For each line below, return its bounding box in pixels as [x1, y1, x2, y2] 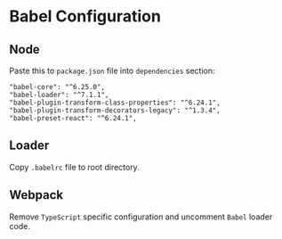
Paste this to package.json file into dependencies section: [9, 65, 215, 76]
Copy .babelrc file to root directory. [9, 161, 140, 172]
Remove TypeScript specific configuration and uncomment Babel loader [9, 211, 273, 222]
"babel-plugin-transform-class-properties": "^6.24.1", [9, 98, 221, 107]
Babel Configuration [9, 6, 162, 27]
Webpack [9, 187, 64, 202]
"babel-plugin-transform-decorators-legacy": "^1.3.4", [9, 106, 221, 115]
